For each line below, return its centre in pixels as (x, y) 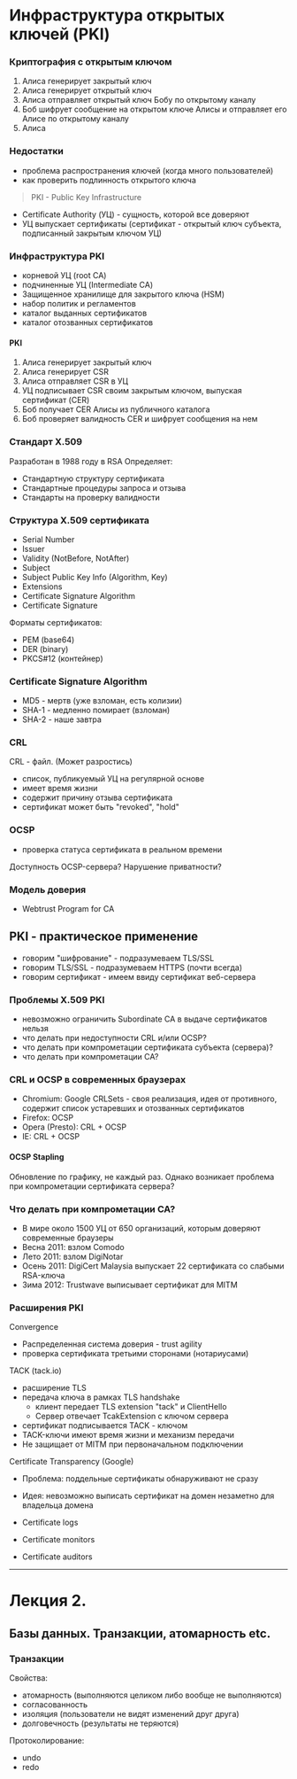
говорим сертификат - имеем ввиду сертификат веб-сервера (139, 976)
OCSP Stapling (37, 1157)
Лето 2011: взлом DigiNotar (72, 1256)
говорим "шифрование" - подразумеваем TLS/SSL (118, 958)
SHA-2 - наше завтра (61, 719)
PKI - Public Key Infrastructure (86, 197)
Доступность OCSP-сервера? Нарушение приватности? (116, 866)
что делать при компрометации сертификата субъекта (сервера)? (148, 1047)
